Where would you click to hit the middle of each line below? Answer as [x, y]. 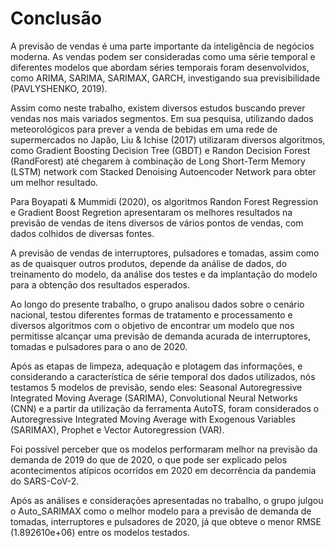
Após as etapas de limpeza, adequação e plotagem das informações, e [156, 366]
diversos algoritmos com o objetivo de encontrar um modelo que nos [152, 325]
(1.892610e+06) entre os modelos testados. [100, 532]
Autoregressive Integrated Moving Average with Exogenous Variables [153, 419]
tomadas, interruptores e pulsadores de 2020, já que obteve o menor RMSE [166, 521]
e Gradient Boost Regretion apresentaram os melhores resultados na [151, 212]
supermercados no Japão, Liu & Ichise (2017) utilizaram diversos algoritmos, [168, 139]
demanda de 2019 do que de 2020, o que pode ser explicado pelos [149, 459]
